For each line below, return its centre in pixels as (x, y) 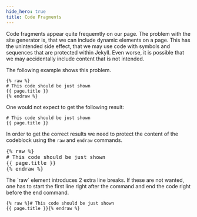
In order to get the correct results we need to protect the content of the (92, 134)
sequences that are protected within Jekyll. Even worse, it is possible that (95, 52)
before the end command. (38, 192)
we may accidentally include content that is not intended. (75, 59)
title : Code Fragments (34, 17)
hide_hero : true (26, 11)
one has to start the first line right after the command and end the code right (98, 186)
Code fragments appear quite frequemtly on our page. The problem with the (98, 33)
